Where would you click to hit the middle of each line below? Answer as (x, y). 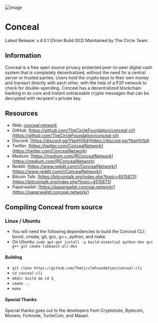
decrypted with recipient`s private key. (43, 98)
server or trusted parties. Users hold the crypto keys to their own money (77, 77)
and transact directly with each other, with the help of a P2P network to (76, 83)
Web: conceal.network (34, 125)
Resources (22, 114)
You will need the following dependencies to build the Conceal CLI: (79, 231)
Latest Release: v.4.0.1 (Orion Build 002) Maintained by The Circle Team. (77, 40)
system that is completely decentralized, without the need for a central (75, 72)
